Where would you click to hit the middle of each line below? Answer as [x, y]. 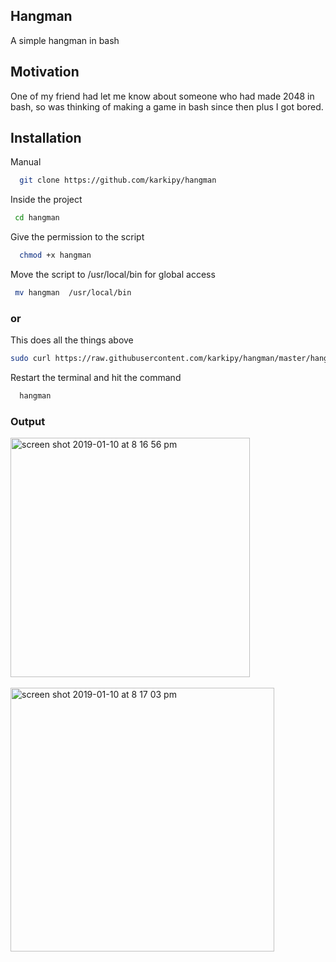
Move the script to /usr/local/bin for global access [113, 275]
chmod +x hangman [55, 255]
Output [28, 421]
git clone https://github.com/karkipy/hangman [118, 180]
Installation [46, 138]
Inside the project [46, 200]
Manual [26, 162]
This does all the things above [72, 340]
